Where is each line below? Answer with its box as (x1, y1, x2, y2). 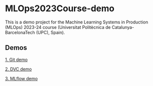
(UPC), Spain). (36, 29, 65, 35)
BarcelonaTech (5, 29, 35, 35)
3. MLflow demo (5, 75, 38, 81)
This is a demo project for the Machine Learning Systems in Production (5, 19, 148, 25)
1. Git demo (5, 57, 28, 63)
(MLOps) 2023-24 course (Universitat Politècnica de (5, 24, 111, 30)
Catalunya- (111, 24, 134, 30)
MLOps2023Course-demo (5, 3, 115, 14)
